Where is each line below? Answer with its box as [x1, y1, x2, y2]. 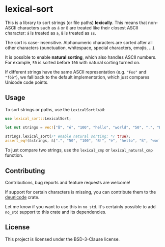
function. [5, 152, 24, 158]
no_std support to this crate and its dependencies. [5, 209, 107, 215]
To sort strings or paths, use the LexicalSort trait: [5, 106, 106, 112]
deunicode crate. [5, 195, 40, 200]
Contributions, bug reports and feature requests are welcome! [5, 180, 131, 186]
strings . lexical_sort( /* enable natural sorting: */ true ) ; [5, 134, 131, 139]
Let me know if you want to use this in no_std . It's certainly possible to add [5, 204, 156, 210]
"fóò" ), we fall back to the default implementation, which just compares [5, 74, 150, 80]
